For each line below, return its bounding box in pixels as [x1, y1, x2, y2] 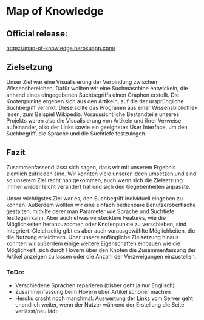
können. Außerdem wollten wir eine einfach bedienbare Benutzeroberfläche [6, 201, 196, 208]
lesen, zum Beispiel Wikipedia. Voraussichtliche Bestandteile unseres [6, 111, 180, 118]
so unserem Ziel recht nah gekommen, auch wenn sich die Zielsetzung [6, 176, 183, 183]
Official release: [6, 29, 68, 39]
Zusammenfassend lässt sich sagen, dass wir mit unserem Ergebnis [6, 163, 176, 171]
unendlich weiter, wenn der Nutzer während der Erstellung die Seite [15, 301, 185, 308]
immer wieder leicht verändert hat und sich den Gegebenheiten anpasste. [6, 183, 191, 190]
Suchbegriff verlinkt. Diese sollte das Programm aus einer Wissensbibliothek [6, 104, 198, 111]
